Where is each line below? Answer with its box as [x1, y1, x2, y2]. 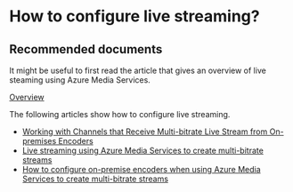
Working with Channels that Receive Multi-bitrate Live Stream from [21, 126, 268, 137]
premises [21, 136, 57, 146]
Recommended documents [9, 42, 163, 57]
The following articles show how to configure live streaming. [9, 109, 231, 119]
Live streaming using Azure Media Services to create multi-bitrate [21, 145, 265, 156]
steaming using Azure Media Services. [9, 75, 151, 85]
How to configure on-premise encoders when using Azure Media [21, 164, 261, 174]
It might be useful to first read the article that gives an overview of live [9, 65, 267, 76]
